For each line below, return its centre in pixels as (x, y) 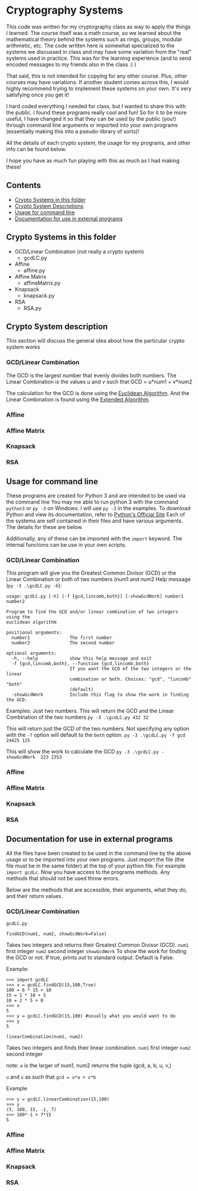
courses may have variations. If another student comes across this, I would (98, 82)
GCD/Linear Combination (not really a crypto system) (79, 251)
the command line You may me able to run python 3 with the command (92, 502)
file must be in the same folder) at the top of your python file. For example (96, 866)
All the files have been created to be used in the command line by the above (99, 853)
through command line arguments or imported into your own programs (92, 125)
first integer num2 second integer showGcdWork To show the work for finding (96, 951)
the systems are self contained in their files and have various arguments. (95, 521)
